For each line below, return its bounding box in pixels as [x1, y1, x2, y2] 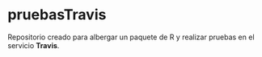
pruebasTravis [7, 6, 107, 24]
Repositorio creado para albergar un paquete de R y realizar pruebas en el [7, 32, 256, 42]
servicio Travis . [7, 40, 60, 50]
